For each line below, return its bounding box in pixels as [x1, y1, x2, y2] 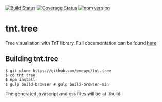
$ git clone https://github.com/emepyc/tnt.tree [5, 68, 111, 73]
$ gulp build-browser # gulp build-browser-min [5, 81, 109, 87]
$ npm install [5, 77, 36, 82]
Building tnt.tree [5, 54, 58, 64]
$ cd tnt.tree [5, 72, 36, 78]
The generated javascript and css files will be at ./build [5, 90, 121, 97]
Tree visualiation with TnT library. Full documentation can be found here [5, 39, 157, 46]
